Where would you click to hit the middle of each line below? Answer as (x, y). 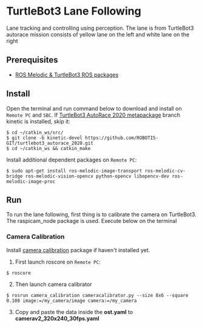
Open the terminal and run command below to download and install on (94, 108)
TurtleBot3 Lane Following (74, 11)
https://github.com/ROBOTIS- (122, 138)
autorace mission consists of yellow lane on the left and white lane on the (98, 34)
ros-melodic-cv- (165, 171)
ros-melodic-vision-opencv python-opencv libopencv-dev (97, 176)
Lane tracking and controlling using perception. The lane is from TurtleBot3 (100, 28)
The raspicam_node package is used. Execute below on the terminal (92, 221)
